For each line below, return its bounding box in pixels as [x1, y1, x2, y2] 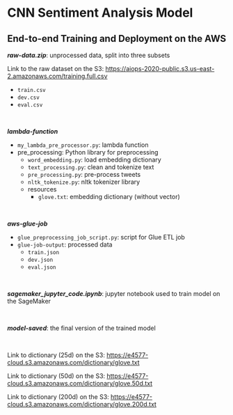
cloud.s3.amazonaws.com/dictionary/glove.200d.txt [7, 400, 156, 408]
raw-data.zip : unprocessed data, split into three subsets [7, 51, 170, 59]
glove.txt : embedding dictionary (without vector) [38, 193, 181, 201]
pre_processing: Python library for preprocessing [17, 148, 159, 156]
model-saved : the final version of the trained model [7, 324, 156, 332]
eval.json [27, 264, 57, 271]
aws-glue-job [7, 219, 48, 228]
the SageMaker [7, 297, 51, 305]
